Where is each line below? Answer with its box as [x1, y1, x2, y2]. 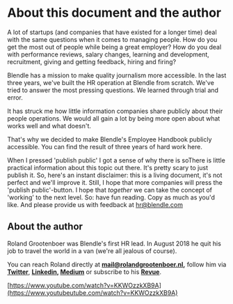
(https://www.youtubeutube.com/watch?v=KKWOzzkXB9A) [7, 288, 178, 297]
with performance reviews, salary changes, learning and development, [7, 50, 210, 59]
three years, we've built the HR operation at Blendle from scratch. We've [7, 78, 214, 86]
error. [7, 93, 23, 102]
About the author [7, 221, 83, 233]
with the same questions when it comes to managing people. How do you [7, 35, 218, 43]
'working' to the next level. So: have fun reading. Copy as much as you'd [7, 193, 216, 202]
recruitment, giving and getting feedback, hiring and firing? [7, 57, 176, 66]
